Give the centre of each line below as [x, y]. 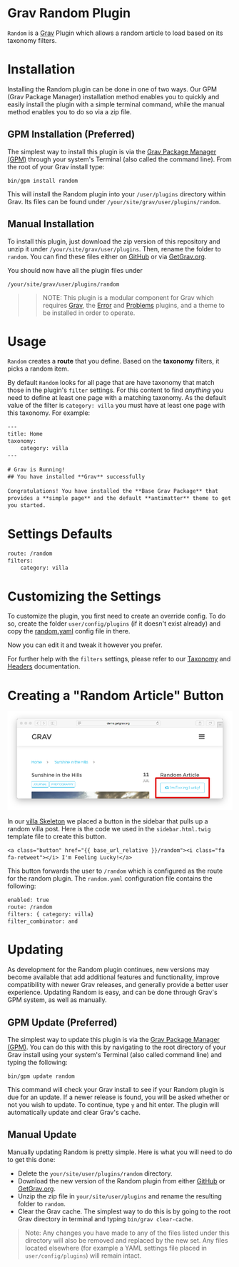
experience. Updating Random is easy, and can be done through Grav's [112, 992]
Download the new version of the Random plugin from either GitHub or [122, 1181]
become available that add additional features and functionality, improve [113, 977]
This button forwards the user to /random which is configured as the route [115, 871]
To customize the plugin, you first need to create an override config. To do [117, 616]
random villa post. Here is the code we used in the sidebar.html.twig [109, 829]
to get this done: [31, 1159]
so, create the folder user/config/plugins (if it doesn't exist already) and [114, 624]
